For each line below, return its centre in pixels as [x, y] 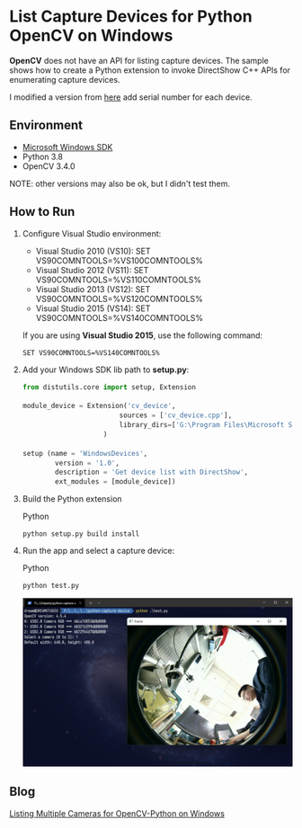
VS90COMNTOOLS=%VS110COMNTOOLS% [119, 280]
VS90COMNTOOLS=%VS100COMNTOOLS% [120, 260]
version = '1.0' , [87, 463]
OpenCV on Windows [91, 36]
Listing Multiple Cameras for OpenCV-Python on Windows [117, 813]
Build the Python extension [72, 499]
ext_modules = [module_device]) [115, 482]
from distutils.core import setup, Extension [109, 387]
